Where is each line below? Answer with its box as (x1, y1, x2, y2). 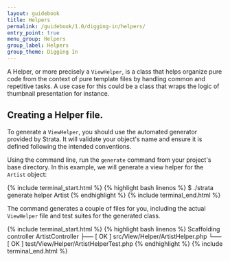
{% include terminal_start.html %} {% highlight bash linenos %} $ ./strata (7, 183, 214, 191)
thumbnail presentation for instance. (7, 89, 110, 97)
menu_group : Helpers (7, 36, 67, 43)
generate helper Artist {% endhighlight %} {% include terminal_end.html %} (7, 191, 221, 199)
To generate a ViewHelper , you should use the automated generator (7, 127, 198, 136)
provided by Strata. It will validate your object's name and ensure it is (7, 135, 203, 143)
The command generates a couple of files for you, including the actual (7, 204, 206, 212)
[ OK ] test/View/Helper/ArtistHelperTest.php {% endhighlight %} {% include (7, 239, 223, 248)
